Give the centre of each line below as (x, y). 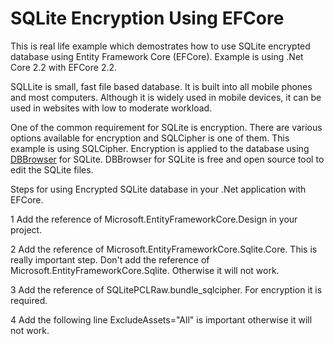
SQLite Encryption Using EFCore (147, 18)
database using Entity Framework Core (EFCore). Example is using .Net (157, 56)
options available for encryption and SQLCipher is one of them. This (150, 138)
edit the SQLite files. (52, 169)
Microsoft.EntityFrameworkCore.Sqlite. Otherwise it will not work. (145, 270)
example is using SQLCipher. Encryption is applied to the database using (160, 148)
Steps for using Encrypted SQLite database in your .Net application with (158, 189)
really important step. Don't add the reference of (110, 259)
